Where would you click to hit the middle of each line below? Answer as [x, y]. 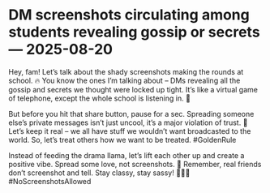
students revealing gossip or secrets [135, 32]
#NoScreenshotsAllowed [50, 181]
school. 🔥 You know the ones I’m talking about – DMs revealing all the [124, 80]
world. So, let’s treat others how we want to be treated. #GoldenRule [122, 139]
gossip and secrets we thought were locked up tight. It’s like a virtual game [133, 89]
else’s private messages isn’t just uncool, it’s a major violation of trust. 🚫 [128, 122]
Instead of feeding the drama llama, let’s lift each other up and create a [126, 155]
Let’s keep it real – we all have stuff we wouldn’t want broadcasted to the [130, 131]
